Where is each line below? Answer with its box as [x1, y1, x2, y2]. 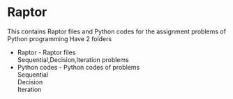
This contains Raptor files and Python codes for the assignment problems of [7, 27, 227, 36]
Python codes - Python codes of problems [17, 63, 140, 71]
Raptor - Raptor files [17, 48, 76, 56]
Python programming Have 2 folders [7, 34, 112, 43]
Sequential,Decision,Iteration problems [17, 55, 129, 63]
